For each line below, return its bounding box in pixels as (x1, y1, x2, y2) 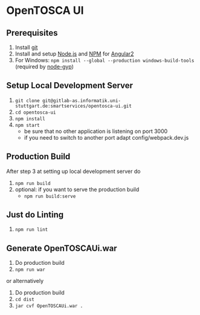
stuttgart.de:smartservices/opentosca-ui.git (15, 103, 132, 109)
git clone (15, 97, 40, 103)
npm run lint (15, 227, 48, 233)
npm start (15, 122, 40, 128)
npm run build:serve (24, 193, 76, 200)
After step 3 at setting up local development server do (6, 167, 141, 175)
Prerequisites (6, 28, 58, 38)
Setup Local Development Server (6, 80, 134, 91)
